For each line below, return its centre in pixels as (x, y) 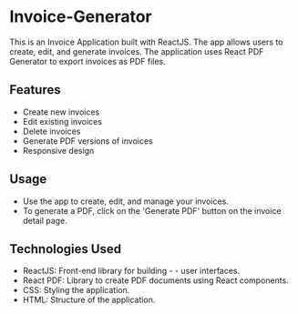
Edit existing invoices (62, 121)
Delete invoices (51, 131)
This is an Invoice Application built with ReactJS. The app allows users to (146, 42)
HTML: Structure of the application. (89, 300)
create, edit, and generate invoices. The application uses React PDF (137, 51)
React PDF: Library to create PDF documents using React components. (155, 280)
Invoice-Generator (81, 17)
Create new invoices (61, 112)
